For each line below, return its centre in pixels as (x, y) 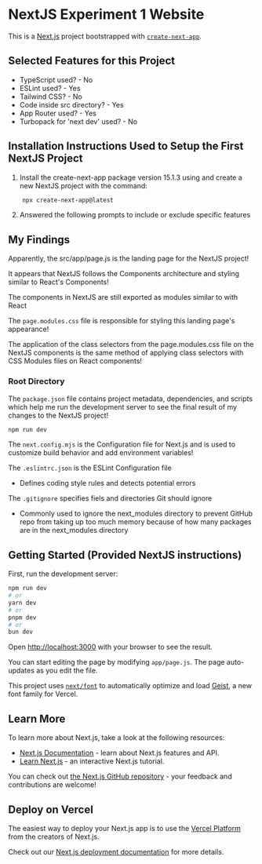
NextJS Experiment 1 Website (106, 15)
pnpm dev (22, 618)
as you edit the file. (67, 671)
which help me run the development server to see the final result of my (123, 406)
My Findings (39, 240)
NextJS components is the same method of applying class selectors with (126, 353)
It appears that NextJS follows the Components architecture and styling (124, 274)
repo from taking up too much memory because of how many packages (136, 522)
